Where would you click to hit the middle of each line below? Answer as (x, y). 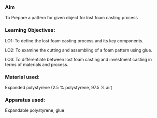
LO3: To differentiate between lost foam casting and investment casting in (78, 59)
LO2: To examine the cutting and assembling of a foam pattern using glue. (79, 50)
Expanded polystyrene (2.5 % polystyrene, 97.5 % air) (59, 87)
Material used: (22, 77)
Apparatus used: (25, 100)
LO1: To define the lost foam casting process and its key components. (74, 40)
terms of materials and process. (37, 65)
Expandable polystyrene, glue (35, 110)
